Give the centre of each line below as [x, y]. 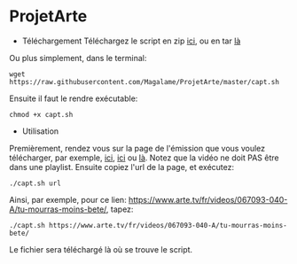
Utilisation [40, 131]
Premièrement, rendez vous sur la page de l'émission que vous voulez [137, 148]
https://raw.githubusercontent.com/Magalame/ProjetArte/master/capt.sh [144, 82]
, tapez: [120, 209]
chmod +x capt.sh [41, 114]
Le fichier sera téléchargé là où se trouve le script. [101, 249]
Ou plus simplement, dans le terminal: [78, 58]
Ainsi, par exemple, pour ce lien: [68, 199]
